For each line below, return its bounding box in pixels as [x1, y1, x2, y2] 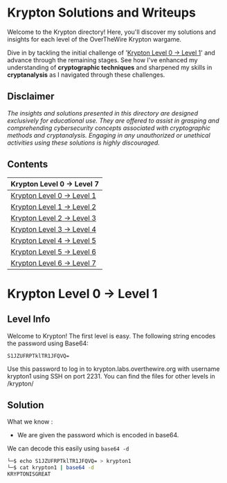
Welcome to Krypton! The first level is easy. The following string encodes [7, 331, 216, 340]
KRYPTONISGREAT [7, 471, 51, 478]
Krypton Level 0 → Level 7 [10, 179, 99, 188]
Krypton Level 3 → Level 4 [10, 224, 97, 234]
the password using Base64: [7, 339, 89, 347]
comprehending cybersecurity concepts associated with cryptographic [7, 123, 211, 132]
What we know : [7, 417, 53, 426]
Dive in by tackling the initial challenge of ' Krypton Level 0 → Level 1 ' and [7, 48, 216, 57]
